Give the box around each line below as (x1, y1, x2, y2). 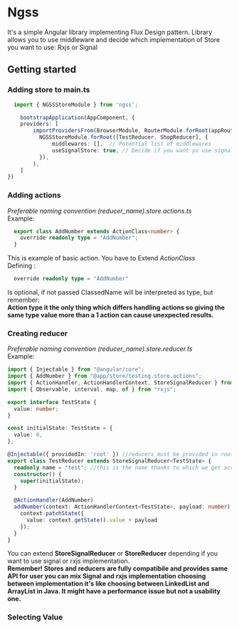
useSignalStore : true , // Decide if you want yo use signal (52, 147, 234, 154)
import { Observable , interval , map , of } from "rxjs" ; (7, 386, 176, 393)
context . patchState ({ (20, 510, 84, 517)
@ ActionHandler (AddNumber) (14, 497, 94, 504)
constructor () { (14, 470, 62, 477)
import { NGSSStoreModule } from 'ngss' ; (14, 101, 139, 108)
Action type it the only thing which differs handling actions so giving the (7, 303, 225, 312)
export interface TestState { (7, 398, 97, 406)
